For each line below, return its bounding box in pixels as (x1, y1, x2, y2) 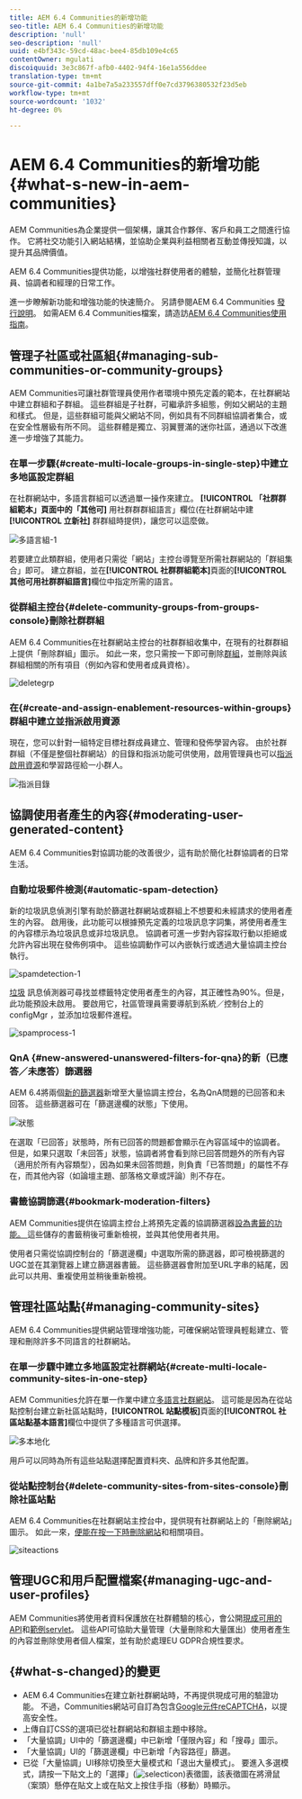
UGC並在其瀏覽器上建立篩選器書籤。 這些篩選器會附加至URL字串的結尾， (9, 1259, 281, 1270)
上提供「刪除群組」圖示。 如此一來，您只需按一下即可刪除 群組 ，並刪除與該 (9, 647, 288, 658)
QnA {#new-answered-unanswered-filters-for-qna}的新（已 (9, 1051, 280, 1063)
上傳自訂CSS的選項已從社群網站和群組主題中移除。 (22, 1723, 212, 1734)
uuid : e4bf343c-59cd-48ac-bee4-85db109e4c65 (9, 47, 179, 56)
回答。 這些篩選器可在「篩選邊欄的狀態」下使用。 (9, 1098, 193, 1109)
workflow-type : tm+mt (9, 88, 91, 97)
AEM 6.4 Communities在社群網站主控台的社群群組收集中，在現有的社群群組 (9, 637, 289, 647)
